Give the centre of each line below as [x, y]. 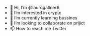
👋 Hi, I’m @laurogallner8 [35, 8]
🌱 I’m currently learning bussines [44, 18]
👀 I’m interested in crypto [36, 13]
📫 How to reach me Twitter [38, 28]
